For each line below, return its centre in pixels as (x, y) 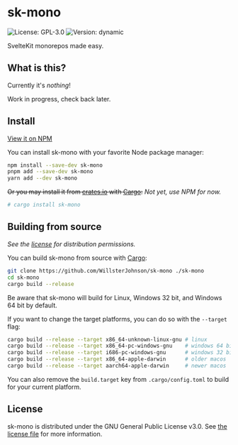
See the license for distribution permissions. (72, 244)
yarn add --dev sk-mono (42, 178)
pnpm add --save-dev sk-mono (50, 172)
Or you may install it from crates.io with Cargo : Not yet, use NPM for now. (114, 192)
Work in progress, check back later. (59, 99)
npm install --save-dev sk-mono (55, 165)
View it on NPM (30, 138)
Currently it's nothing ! (39, 85)
